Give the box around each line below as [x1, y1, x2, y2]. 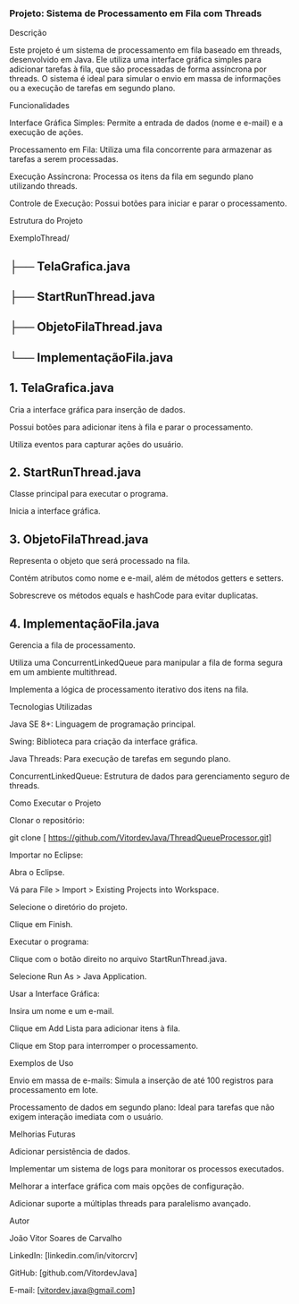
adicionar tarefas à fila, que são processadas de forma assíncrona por [9, 64, 267, 74]
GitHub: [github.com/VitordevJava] [9, 1267, 137, 1278]
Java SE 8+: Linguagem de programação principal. [9, 719, 196, 729]
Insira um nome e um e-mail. [9, 1006, 114, 1017]
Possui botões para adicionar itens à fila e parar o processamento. [9, 422, 253, 432]
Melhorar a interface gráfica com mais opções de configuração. [9, 1180, 245, 1192]
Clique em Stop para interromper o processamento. [9, 1041, 199, 1052]
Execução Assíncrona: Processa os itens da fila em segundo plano [9, 171, 254, 182]
